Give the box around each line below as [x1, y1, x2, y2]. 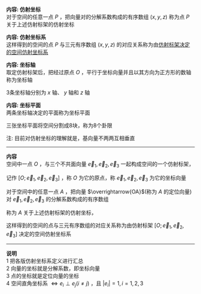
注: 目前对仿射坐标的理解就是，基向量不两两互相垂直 [6, 135, 135, 141]
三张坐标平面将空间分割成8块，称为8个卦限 [6, 122, 112, 129]
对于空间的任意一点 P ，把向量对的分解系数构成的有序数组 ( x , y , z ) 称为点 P [6, 13, 190, 20]
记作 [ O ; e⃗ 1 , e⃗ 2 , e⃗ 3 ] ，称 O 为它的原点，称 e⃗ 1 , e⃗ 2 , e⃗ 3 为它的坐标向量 [6, 174, 187, 183]
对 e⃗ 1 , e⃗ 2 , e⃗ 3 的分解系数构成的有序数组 [6, 195, 109, 204]
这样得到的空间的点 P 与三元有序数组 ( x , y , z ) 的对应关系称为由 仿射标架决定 [6, 41, 190, 48]
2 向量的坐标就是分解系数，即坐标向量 [6, 265, 100, 272]
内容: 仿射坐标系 [6, 34, 46, 41]
